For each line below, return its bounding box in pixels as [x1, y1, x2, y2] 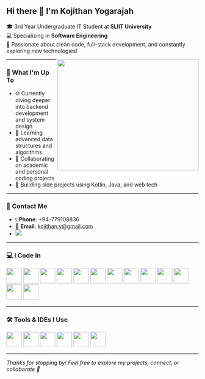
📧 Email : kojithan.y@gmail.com [15, 223, 93, 230]
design [15, 123, 33, 130]
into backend [15, 103, 49, 111]
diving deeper [15, 97, 51, 104]
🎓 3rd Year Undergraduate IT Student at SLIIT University [6, 23, 152, 30]
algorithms [15, 149, 43, 156]
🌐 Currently [15, 90, 45, 97]
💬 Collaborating [15, 155, 55, 163]
